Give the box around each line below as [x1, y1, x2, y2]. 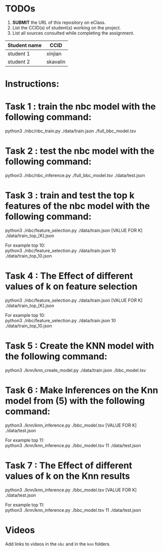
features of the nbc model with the [5, 200, 150, 212]
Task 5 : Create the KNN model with [5, 340, 155, 352]
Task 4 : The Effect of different [5, 271, 133, 281]
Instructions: [5, 78, 59, 90]
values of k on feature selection [5, 281, 138, 292]
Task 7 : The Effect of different [5, 459, 132, 471]
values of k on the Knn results [5, 470, 130, 481]
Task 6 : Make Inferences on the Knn [5, 385, 159, 396]
